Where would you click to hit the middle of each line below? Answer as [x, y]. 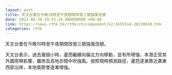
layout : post [19, 10]
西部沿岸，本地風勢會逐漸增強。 [39, 67]
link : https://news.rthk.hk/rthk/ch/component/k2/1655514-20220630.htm [83, 24]
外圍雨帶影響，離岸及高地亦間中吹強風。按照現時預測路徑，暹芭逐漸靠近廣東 [86, 61]
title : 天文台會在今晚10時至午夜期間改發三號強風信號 [56, 15]
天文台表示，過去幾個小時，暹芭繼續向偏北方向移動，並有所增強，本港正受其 [86, 55]
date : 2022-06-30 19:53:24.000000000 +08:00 [53, 19]
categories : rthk [24, 29]
